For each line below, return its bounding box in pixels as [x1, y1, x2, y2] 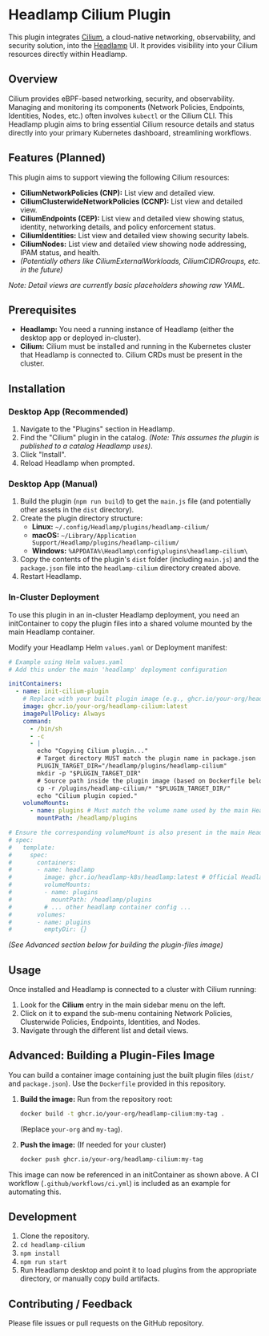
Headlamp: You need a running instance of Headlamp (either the [19, 325, 235, 334]
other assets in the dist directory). [19, 505, 134, 515]
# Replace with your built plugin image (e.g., [22, 695, 184, 703]
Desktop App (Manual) [8, 478, 98, 489]
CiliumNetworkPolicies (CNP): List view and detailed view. [19, 188, 215, 197]
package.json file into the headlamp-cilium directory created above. [19, 563, 242, 573]
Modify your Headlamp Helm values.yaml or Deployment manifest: [8, 642, 228, 652]
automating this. [8, 1187, 62, 1196]
